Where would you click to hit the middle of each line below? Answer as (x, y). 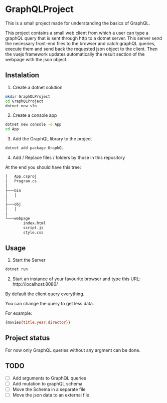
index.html (35, 223)
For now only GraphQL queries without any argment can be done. (73, 350)
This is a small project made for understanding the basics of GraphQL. (78, 23)
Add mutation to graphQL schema (47, 383)
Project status (28, 338)
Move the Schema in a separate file (49, 389)
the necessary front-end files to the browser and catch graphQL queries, (80, 43)
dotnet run (17, 269)
